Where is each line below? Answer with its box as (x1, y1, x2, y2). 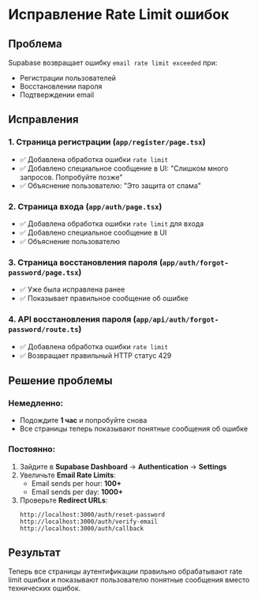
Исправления (8, 113, 79, 126)
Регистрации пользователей (19, 73, 117, 82)
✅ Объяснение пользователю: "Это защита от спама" (19, 180, 201, 190)
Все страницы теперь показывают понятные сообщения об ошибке (19, 424, 249, 434)
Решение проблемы (8, 374, 113, 387)
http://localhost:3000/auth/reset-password (19, 510, 166, 518)
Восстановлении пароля (19, 81, 103, 91)
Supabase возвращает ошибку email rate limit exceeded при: (8, 58, 218, 67)
